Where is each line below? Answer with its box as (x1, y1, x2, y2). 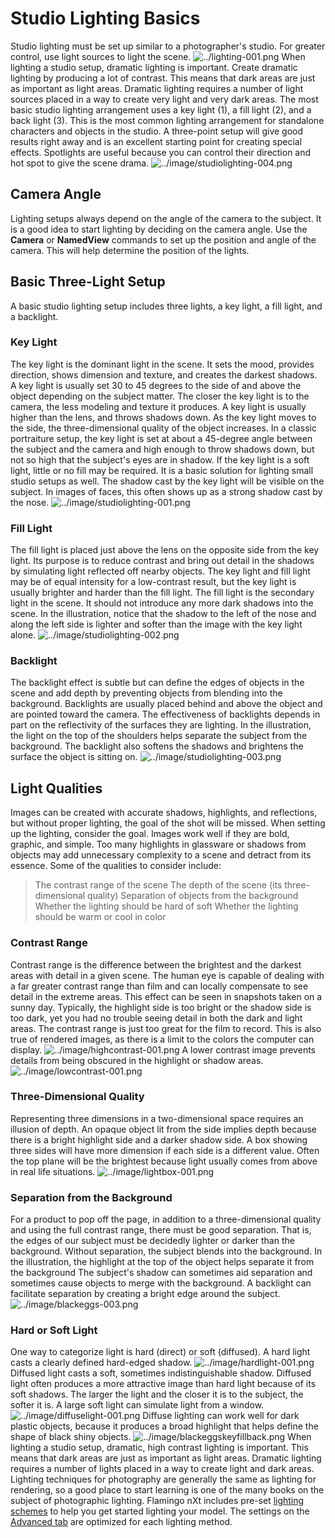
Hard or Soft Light (10, 1323, 98, 1337)
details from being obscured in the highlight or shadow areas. (10, 1054, 264, 1066)
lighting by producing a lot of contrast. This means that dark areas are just (10, 72, 316, 84)
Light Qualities (10, 780, 103, 797)
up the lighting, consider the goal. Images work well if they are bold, (10, 828, 290, 840)
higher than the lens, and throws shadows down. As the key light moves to (10, 411, 317, 423)
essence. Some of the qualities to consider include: (10, 860, 222, 872)
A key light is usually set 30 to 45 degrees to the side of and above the (10, 379, 302, 391)
